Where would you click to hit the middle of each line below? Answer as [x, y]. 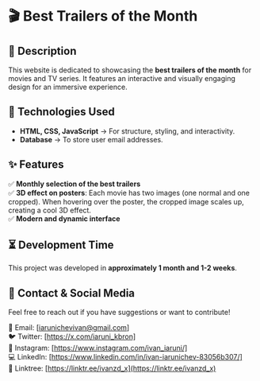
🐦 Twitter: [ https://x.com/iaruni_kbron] [72, 336]
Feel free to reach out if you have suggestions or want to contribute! [119, 313]
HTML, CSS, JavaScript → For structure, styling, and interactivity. [127, 131]
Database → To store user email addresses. [92, 139]
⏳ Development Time [61, 245]
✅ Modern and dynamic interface [64, 218]
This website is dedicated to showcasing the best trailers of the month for [130, 70]
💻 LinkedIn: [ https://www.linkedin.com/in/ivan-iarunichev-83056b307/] [126, 357]
